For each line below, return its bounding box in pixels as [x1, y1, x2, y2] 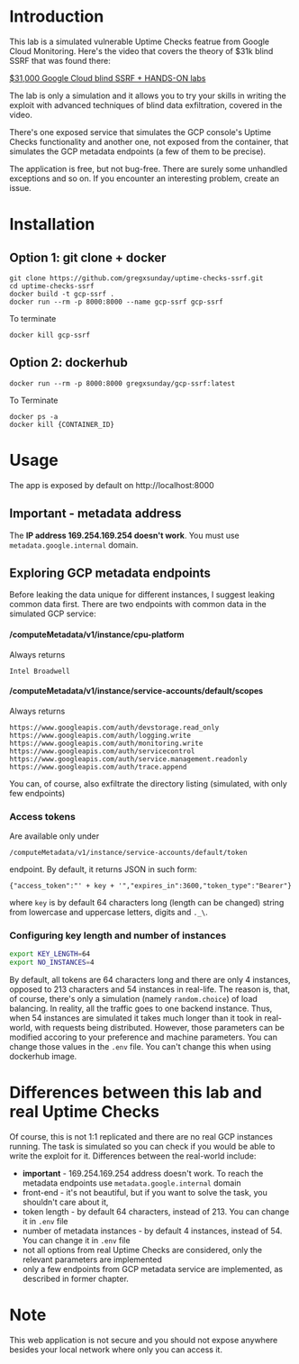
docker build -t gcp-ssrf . [9, 289, 115, 298]
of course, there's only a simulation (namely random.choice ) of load [9, 994, 258, 1005]
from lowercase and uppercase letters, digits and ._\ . [9, 907, 209, 918]
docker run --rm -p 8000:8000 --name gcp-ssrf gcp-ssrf [9, 297, 223, 306]
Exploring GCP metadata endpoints [9, 565, 212, 580]
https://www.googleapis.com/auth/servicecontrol [9, 746, 195, 756]
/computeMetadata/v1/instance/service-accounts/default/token [9, 849, 248, 858]
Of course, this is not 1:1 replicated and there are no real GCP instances [9, 1132, 273, 1141]
